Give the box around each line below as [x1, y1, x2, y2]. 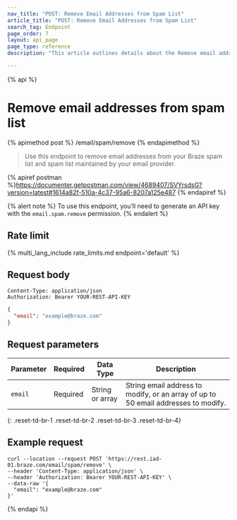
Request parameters [7, 339, 99, 351]
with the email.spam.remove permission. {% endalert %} [7, 209, 169, 217]
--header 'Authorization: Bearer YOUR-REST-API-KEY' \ [7, 473, 172, 480]
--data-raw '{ [7, 480, 49, 487]
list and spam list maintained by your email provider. [24, 159, 176, 168]
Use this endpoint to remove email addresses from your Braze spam [24, 152, 223, 160]
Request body [7, 269, 71, 281]
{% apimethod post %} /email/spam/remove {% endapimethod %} [7, 138, 200, 147]
